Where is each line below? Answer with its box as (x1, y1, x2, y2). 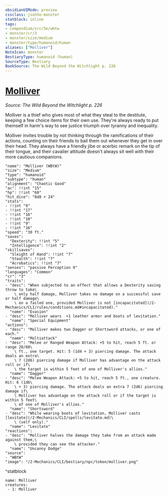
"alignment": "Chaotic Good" (5, 181, 66, 187)
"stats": (5, 199, 24, 204)
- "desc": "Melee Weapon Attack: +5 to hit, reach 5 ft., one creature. (5, 375, 161, 381)
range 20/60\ (5, 345, 33, 350)
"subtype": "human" (5, 177, 46, 182)
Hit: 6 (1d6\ (5, 380, 33, 385)
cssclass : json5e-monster (5, 12, 59, 17)
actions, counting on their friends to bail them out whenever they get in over (5, 138, 163, 144)
